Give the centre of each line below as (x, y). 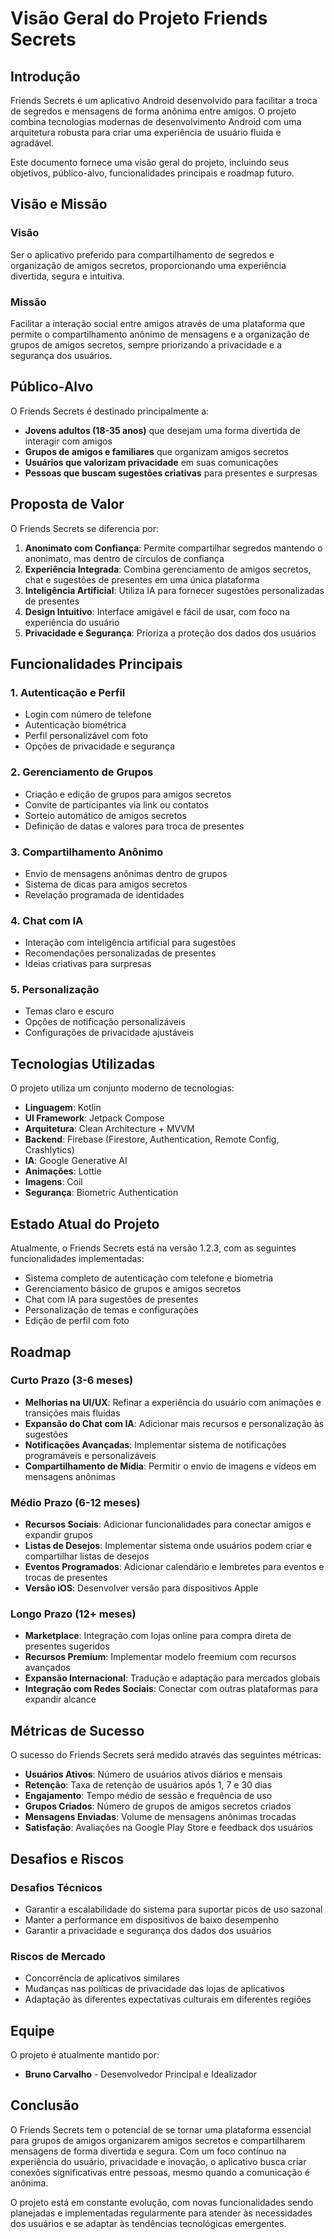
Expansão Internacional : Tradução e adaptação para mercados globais (172, 1678)
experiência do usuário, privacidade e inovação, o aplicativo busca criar (158, 2161)
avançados (47, 1668)
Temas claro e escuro (69, 1011)
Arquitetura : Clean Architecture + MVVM (109, 1129)
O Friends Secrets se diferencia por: (85, 528)
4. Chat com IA (47, 920)
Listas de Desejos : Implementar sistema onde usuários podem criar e (168, 1546)
